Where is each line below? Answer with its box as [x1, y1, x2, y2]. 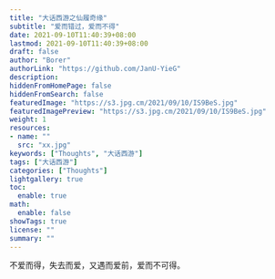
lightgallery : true [9, 174, 84, 183]
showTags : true [9, 216, 67, 226]
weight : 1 [9, 115, 47, 124]
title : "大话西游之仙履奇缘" [9, 13, 107, 23]
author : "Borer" [9, 56, 71, 65]
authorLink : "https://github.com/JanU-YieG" [9, 65, 181, 74]
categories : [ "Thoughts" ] [9, 166, 107, 175]
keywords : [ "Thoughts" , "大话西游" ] [9, 149, 143, 158]
